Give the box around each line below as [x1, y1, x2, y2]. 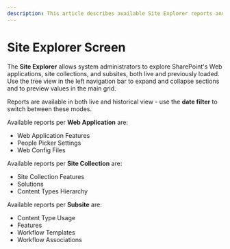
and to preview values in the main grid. [7, 84, 116, 93]
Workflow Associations [16, 235, 82, 244]
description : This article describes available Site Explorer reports [7, 10, 213, 17]
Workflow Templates [16, 228, 75, 237]
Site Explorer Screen [7, 39, 126, 55]
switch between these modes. [7, 104, 92, 113]
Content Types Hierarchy [16, 187, 88, 195]
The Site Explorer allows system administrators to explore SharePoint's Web [7, 62, 222, 71]
